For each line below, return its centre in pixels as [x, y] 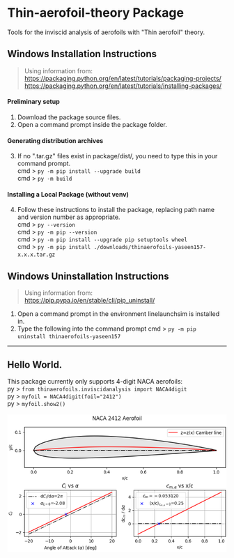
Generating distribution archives [55, 140]
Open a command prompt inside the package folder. [92, 124]
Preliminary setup [34, 102]
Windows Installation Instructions [82, 54]
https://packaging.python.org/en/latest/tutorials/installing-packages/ [123, 86]
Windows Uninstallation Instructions [88, 276]
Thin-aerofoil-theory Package [96, 13]
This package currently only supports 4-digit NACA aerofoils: [95, 381]
